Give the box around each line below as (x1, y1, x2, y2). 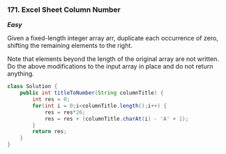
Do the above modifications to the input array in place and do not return (7, 62, 213, 71)
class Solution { (7, 83, 58, 90)
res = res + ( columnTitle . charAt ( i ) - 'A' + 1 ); (44, 115, 189, 122)
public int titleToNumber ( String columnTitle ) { (20, 89, 164, 96)
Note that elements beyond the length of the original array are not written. (7, 55, 220, 63)
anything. (7, 69, 35, 78)
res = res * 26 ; (44, 109, 86, 116)
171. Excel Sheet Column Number (7, 5, 121, 15)
